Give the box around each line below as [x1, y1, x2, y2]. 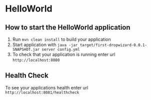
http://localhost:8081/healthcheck [5, 90, 79, 95]
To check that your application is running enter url [12, 51, 115, 57]
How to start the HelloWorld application [5, 23, 131, 32]
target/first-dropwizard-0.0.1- [79, 43, 147, 48]
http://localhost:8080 [12, 58, 60, 63]
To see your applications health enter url [5, 84, 88, 90]
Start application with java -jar [12, 42, 78, 48]
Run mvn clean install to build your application [12, 36, 111, 42]
